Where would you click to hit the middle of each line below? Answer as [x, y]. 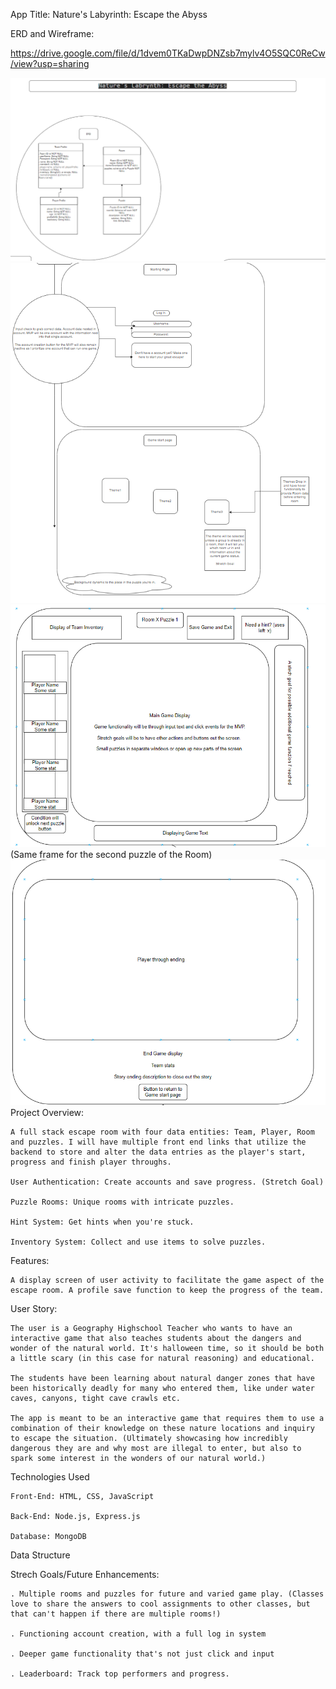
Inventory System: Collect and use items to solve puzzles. [138, 1242]
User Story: [34, 1309]
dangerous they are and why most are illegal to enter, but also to [156, 1449]
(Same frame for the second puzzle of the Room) [111, 855]
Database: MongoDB [48, 1537]
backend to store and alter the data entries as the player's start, [158, 1152]
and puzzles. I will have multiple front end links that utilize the [158, 1142]
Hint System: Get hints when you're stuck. [102, 1222]
